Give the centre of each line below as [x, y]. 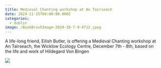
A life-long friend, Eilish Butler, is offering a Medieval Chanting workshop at [80, 41]
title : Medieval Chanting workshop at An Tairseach [59, 9]
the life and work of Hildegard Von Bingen [47, 52]
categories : [17, 18]
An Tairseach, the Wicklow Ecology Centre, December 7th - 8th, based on [79, 46]
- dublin [18, 23]
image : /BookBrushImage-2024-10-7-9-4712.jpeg [53, 27]
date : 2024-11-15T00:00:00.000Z [38, 14]
